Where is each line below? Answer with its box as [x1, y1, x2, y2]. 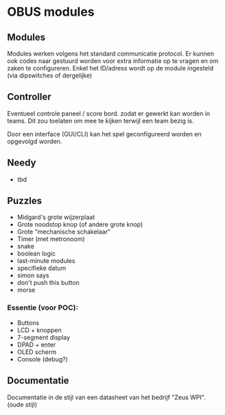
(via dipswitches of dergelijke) [7, 71, 93, 79]
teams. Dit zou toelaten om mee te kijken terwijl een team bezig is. [7, 116, 194, 125]
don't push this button [16, 279, 80, 287]
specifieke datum [16, 264, 67, 273]
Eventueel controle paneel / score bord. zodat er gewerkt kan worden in [7, 109, 211, 117]
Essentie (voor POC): [7, 303, 79, 312]
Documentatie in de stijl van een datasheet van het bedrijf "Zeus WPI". [7, 393, 206, 401]
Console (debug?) [16, 355, 69, 363]
